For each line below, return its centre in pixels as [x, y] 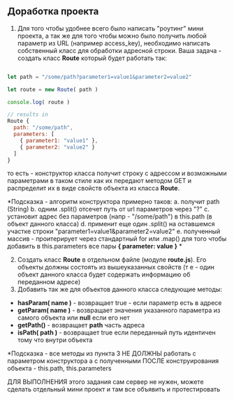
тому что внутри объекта [55, 340]
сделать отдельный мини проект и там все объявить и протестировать [114, 390]
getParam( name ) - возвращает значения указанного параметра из [119, 311]
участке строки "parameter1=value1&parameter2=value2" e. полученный [114, 231]
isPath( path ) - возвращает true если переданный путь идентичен [117, 333]
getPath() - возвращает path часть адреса [81, 325]
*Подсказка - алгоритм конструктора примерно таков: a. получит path [114, 202]
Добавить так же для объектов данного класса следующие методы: [119, 290]
